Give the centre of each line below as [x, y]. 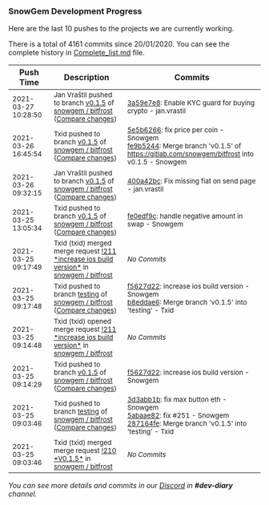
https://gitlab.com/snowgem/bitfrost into [191, 154]
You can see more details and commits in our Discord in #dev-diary [121, 486]
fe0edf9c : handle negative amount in [185, 216]
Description [86, 78]
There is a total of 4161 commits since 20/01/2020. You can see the [119, 44]
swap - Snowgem [155, 224]
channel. [23, 494]
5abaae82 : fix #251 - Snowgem [178, 416]
